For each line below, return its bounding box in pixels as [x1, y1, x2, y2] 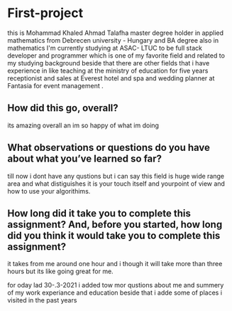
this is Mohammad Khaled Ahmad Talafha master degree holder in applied [7, 28, 224, 37]
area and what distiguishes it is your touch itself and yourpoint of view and [7, 179, 226, 188]
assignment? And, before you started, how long [7, 218, 223, 231]
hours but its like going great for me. [7, 267, 114, 275]
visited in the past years [7, 296, 77, 305]
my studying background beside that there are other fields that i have [7, 58, 210, 67]
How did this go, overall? [7, 102, 118, 115]
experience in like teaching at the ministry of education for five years [7, 66, 209, 75]
